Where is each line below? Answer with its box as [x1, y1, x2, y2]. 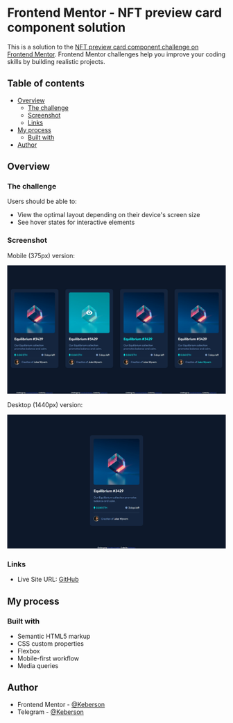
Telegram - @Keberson [17, 708, 85, 716]
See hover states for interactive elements [17, 218, 135, 227]
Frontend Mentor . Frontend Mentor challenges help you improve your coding [7, 50, 226, 58]
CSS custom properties [17, 639, 85, 648]
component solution [7, 19, 126, 35]
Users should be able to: [7, 197, 78, 206]
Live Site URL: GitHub [17, 575, 79, 584]
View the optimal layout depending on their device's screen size [17, 211, 200, 219]
